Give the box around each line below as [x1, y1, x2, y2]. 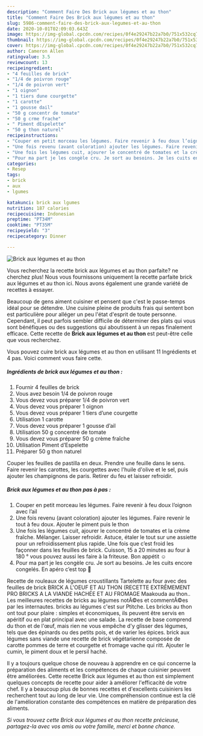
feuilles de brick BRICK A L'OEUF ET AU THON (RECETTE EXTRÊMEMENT [7, 584, 191, 591]
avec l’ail [15, 508, 38, 515]
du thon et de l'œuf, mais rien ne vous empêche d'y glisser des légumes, [7, 622, 188, 629]
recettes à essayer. [7, 286, 54, 293]
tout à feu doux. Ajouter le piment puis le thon [15, 520, 130, 528]
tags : [7, 172, 20, 178]
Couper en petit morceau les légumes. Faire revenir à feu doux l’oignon [15, 501, 192, 508]
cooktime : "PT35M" [7, 222, 53, 228]
